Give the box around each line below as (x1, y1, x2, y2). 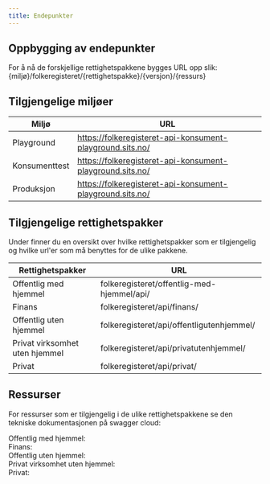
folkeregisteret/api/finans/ (100, 301, 198, 313)
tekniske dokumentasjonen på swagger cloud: (8, 417, 162, 427)
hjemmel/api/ (100, 289, 150, 300)
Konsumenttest (12, 160, 70, 171)
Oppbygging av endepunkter (8, 42, 156, 55)
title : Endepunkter (8, 11, 74, 20)
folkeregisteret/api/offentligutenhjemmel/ (100, 319, 256, 330)
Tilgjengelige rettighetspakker (8, 215, 164, 229)
